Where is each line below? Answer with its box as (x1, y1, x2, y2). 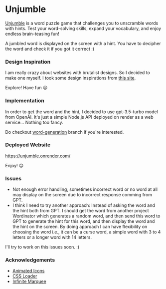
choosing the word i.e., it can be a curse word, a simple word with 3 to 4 (12, 229, 161, 235)
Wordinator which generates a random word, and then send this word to (12, 213, 161, 219)
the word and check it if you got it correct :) (5, 46, 95, 52)
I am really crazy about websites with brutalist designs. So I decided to (5, 70, 151, 76)
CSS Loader (12, 273, 37, 279)
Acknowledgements (5, 256, 55, 263)
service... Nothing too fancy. (5, 119, 63, 125)
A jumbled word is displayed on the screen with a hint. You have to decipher (5, 40, 161, 46)
